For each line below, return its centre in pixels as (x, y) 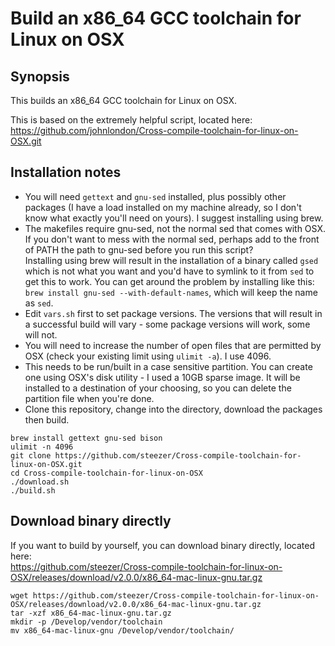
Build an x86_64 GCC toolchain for (156, 18)
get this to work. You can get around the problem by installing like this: (169, 281)
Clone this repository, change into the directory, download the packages (173, 409)
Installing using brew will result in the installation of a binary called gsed (171, 260)
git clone (31, 455)
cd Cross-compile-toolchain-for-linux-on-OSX (106, 473)
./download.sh (40, 482)
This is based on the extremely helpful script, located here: (131, 120)
